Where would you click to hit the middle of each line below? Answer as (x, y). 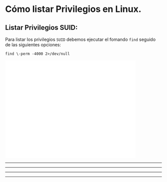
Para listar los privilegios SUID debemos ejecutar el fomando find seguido (80, 39)
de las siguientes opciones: (33, 45)
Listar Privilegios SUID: (42, 28)
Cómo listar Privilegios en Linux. (73, 9)
